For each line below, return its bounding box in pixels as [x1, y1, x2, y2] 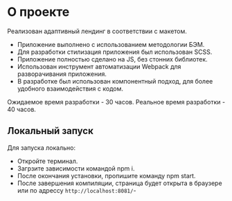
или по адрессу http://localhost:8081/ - [17, 186, 136, 194]
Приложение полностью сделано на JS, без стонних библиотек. [17, 55, 208, 63]
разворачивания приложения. [17, 70, 107, 78]
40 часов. [7, 105, 37, 113]
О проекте [7, 4, 70, 20]
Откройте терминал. [17, 157, 78, 165]
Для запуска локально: [7, 143, 76, 152]
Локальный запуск [7, 125, 93, 137]
